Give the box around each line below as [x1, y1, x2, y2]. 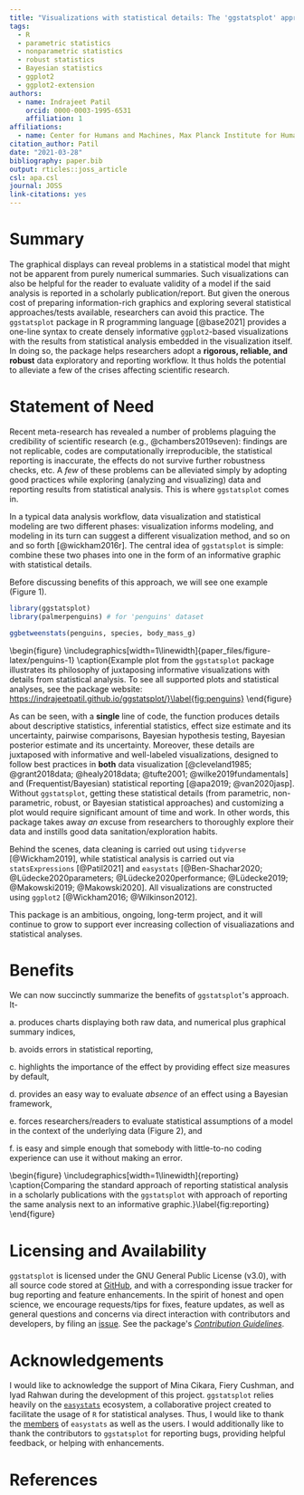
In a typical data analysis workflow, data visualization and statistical [9, 510, 261, 521]
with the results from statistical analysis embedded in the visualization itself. [9, 336, 293, 347]
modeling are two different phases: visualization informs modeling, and [9, 520, 274, 531]
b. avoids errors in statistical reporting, [9, 1044, 154, 1055]
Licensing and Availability [9, 1241, 207, 1261]
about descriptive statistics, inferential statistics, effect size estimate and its [9, 720, 291, 731]
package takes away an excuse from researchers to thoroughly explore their [9, 816, 294, 827]
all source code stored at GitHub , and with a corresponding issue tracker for [9, 1280, 293, 1290]
